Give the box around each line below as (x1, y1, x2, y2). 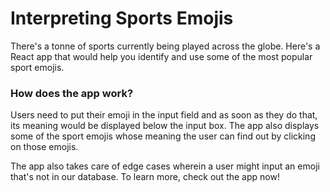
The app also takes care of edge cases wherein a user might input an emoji (10, 160, 320, 172)
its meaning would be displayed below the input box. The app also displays (10, 120, 320, 132)
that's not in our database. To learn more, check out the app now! (10, 171, 280, 183)
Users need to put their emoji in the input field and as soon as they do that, (10, 109, 318, 121)
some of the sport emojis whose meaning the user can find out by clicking (10, 130, 316, 142)
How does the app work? (10, 86, 134, 100)
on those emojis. (10, 141, 79, 153)
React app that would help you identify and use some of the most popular (10, 50, 313, 62)
